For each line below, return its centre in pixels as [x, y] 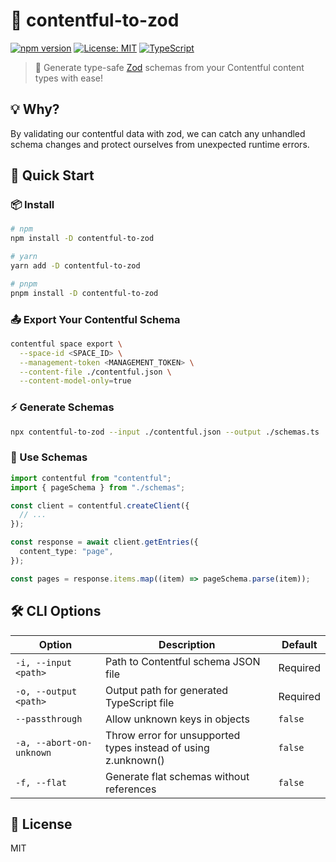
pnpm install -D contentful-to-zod [84, 293]
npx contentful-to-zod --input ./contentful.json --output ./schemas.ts [165, 432]
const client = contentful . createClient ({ [100, 505]
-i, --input [44, 662]
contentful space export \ [66, 344]
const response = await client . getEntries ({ [104, 542]
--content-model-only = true [75, 381]
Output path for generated [167, 690]
